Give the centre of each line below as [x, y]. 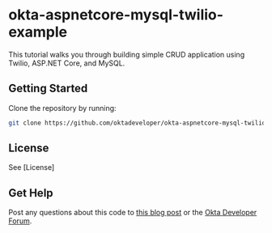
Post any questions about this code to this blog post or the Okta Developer [133, 213]
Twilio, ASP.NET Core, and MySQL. [67, 63]
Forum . [20, 221]
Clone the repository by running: [62, 108]
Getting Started [48, 89]
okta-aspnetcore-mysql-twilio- [116, 15]
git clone [25, 123]
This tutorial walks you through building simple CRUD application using [127, 54]
